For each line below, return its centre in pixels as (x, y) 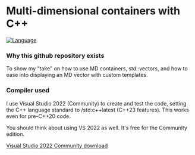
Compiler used (28, 91)
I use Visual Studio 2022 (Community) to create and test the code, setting (96, 103)
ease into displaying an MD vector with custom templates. (77, 75)
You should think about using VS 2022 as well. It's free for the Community (97, 128)
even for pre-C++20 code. (39, 116)
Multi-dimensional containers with (93, 11)
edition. (15, 134)
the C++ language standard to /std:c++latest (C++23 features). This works (97, 110)
